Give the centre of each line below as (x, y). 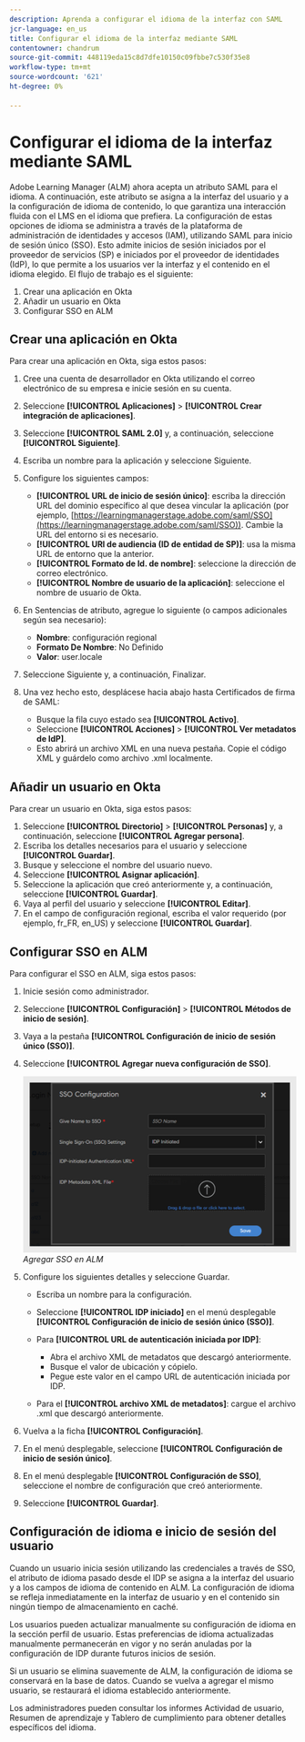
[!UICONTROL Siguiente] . (71, 443)
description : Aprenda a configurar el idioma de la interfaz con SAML (146, 19)
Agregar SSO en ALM (63, 1259)
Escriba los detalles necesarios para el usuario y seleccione (135, 846)
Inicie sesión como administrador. (86, 991)
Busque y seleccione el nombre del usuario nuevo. (117, 866)
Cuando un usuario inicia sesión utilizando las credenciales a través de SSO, (152, 1568)
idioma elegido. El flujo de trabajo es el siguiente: (102, 274)
